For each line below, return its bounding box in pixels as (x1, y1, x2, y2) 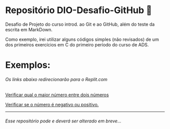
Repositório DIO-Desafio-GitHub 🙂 (5, 5, 152, 16)
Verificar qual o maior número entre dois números (5, 92, 109, 98)
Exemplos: (5, 59, 51, 71)
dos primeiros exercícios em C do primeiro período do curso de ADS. (5, 41, 149, 47)
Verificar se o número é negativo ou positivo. (5, 102, 99, 108)
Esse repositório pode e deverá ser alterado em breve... (5, 118, 121, 124)
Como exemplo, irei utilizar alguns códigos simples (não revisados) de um (5, 36, 159, 42)
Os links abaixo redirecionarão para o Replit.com (5, 76, 108, 82)
